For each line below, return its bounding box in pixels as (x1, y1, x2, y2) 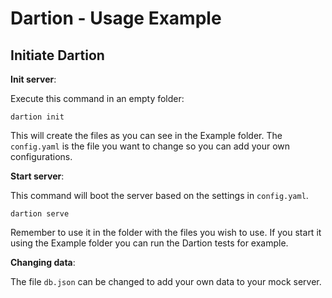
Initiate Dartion (10, 47, 105, 64)
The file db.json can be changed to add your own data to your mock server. (10, 276, 322, 287)
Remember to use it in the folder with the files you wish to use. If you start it (10, 227, 322, 238)
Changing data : (10, 257, 76, 268)
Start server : (10, 170, 65, 182)
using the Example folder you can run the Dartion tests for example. (10, 237, 289, 249)
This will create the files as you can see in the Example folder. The (10, 130, 283, 141)
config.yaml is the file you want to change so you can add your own (10, 140, 291, 152)
